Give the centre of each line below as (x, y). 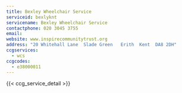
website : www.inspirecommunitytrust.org (57, 39)
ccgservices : (22, 50)
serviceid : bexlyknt (32, 17)
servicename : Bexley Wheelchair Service (57, 23)
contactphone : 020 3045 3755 (42, 28)
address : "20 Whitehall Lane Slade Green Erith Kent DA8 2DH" (92, 45)
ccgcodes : (18, 61)
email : (14, 34)
